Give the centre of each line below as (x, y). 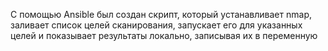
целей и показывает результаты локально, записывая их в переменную (164, 35)
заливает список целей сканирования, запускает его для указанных (156, 25)
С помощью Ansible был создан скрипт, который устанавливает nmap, (161, 14)
